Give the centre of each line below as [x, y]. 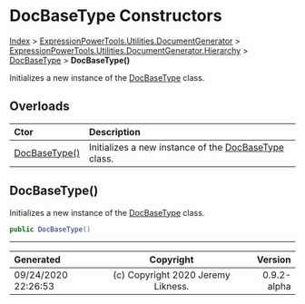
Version [274, 260]
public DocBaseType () [50, 229]
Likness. [172, 287]
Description [115, 132]
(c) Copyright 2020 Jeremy [172, 275]
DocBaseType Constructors [116, 16]
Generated [37, 260]
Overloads [39, 107]
